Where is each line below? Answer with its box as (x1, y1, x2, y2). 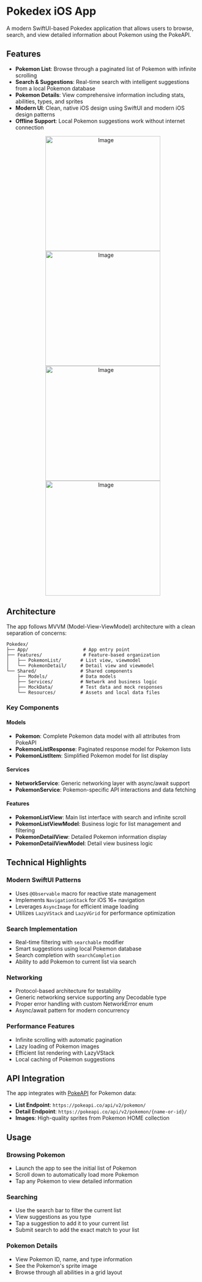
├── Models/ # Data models (17, 673, 116, 680)
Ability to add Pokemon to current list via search (15, 958, 137, 966)
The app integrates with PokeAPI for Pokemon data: (6, 1090, 137, 1097)
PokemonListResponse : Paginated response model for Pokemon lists (15, 745, 191, 753)
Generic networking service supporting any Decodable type (15, 994, 166, 1001)
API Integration (6, 1074, 65, 1084)
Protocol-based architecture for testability (15, 987, 121, 995)
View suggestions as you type (15, 1213, 92, 1221)
